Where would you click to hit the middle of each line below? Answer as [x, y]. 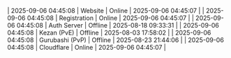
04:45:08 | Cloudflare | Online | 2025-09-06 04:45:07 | [87, 47]
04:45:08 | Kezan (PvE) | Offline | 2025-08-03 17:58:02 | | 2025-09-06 [109, 32]
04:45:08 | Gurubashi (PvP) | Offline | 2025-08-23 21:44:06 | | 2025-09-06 [116, 40]
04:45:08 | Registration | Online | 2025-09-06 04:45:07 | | [110, 18]
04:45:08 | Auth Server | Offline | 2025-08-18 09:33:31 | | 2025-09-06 [118, 25]
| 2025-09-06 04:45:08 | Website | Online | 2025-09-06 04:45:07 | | [106, 11]
